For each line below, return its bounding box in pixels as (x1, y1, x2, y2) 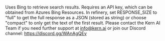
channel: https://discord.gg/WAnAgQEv (5, 31, 87, 36)
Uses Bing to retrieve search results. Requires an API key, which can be (5, 4, 153, 10)
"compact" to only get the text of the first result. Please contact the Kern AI (5, 20, 160, 26)
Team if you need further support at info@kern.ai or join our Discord (5, 25, 146, 31)
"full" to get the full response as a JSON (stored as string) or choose (5, 15, 146, 20)
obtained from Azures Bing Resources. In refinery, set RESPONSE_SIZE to (5, 9, 157, 15)
